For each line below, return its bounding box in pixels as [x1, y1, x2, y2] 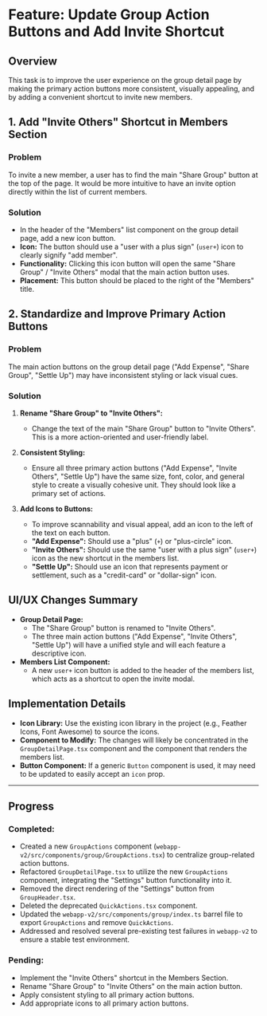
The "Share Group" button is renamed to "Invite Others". [31, 623, 216, 632]
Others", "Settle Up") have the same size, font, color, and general [31, 471, 245, 481]
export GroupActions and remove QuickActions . [19, 918, 173, 927]
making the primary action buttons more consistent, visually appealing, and [8, 84, 255, 93]
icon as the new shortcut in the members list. [31, 553, 180, 563]
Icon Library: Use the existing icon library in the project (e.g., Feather [19, 718, 247, 727]
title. [19, 284, 34, 293]
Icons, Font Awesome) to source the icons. [19, 727, 161, 736]
